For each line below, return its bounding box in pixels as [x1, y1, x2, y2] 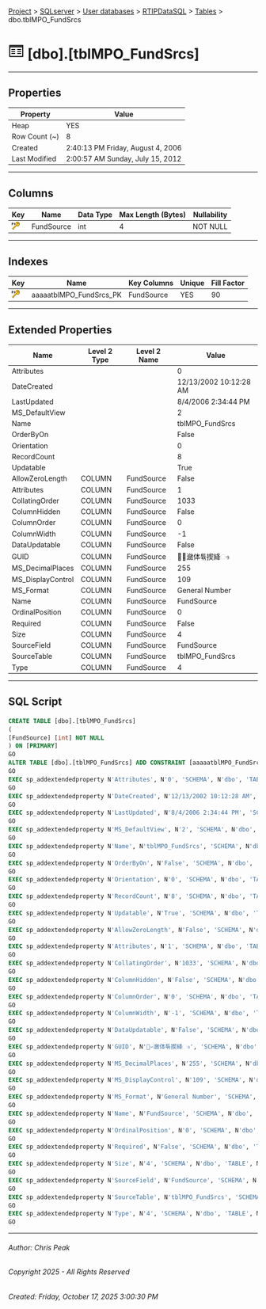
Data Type [78, 210, 113, 219]
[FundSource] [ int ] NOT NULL [8, 733, 104, 742]
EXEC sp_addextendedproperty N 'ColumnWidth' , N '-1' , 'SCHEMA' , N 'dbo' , [8, 1010, 249, 1018]
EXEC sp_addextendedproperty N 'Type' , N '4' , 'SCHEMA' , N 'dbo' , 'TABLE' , [8, 1210, 253, 1218]
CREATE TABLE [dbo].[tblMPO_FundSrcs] [8, 717, 136, 725]
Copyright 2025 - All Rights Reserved [8, 1267, 130, 1277]
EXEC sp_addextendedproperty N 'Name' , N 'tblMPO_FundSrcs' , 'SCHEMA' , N [8, 842, 249, 850]
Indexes [8, 254, 49, 268]
